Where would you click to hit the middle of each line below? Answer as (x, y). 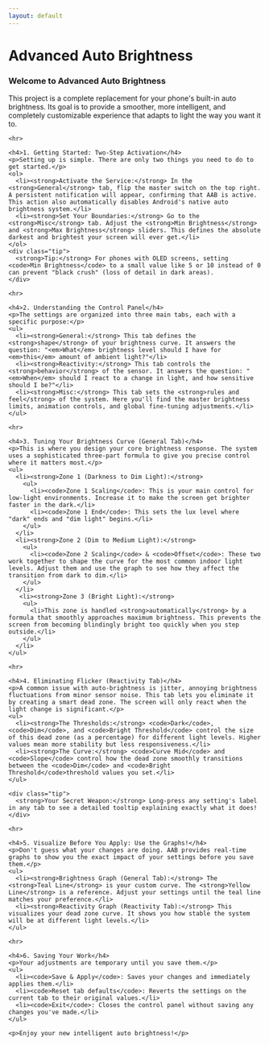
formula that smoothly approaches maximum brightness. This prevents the (135, 618)
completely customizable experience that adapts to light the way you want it (134, 116)
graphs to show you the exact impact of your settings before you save (131, 857)
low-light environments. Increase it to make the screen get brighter (129, 498)
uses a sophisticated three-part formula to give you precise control (129, 456)
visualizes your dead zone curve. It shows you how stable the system (129, 914)
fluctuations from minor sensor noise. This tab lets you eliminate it (131, 696)
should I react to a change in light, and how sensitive (156, 378)
